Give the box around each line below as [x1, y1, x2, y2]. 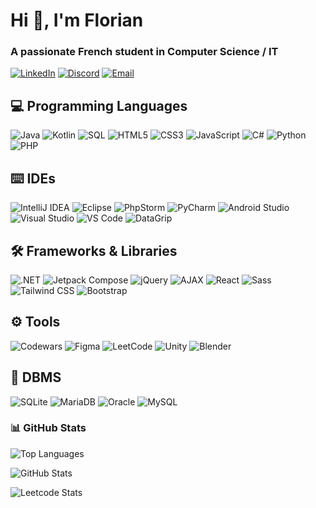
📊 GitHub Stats [10, 421, 87, 435]
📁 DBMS [10, 369, 62, 386]
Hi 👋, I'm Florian [10, 9, 144, 32]
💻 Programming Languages [10, 97, 188, 114]
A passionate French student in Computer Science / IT [10, 45, 279, 59]
